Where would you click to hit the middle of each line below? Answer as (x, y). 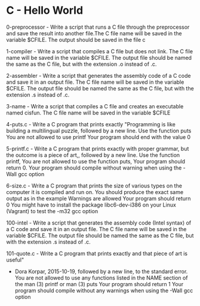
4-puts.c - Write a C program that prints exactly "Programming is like (91, 124)
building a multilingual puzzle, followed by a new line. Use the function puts (99, 131)
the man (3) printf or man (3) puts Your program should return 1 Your (99, 284)
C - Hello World (45, 10)
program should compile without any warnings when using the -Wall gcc (104, 290)
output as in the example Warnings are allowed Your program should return (99, 198)
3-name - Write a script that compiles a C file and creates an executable (95, 106)
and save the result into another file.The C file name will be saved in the (94, 33)
